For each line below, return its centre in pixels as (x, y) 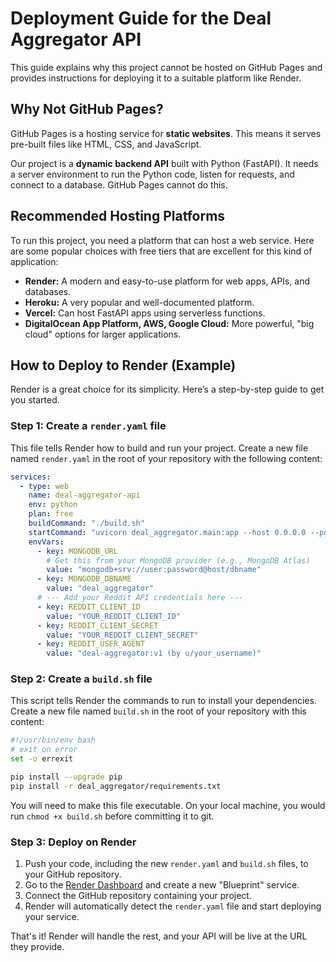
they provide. (37, 947)
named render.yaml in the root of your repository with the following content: (166, 458)
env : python (53, 505)
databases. (48, 291)
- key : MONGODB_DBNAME (84, 579)
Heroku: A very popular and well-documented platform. (139, 302)
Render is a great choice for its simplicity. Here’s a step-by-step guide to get (167, 389)
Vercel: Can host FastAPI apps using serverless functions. (145, 313)
